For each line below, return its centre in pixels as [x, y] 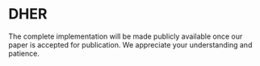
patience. [24, 53]
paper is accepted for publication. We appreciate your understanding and [130, 44]
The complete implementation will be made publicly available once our [126, 36]
